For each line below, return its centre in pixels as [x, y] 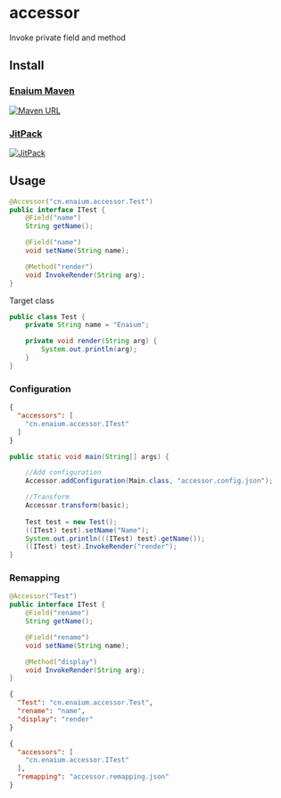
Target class [32, 300]
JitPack [26, 134]
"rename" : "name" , [52, 712]
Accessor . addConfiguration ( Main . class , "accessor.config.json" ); [149, 481]
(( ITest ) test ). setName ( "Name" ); [87, 530]
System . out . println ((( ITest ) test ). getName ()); [115, 539]
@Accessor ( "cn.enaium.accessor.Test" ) [81, 202]
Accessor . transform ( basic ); [77, 506]
